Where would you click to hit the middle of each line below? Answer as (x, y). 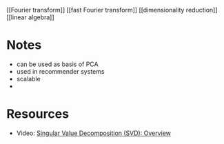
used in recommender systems (60, 71)
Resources (38, 114)
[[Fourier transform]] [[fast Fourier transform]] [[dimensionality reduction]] (112, 10)
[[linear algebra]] (30, 17)
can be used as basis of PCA (57, 64)
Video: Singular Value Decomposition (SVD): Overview (94, 133)
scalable (28, 79)
